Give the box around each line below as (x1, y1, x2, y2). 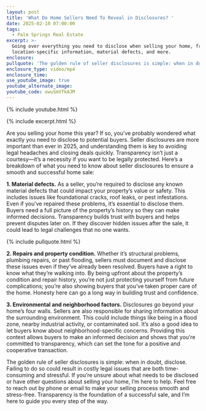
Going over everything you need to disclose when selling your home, (12, 44, 193, 50)
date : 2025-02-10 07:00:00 (6, 20, 75, 26)
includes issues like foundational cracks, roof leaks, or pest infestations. (6, 193, 189, 201)
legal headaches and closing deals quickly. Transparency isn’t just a (6, 148, 178, 156)
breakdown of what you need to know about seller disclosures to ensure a (6, 162, 194, 169)
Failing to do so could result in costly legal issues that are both (6, 364, 164, 372)
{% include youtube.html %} (6, 106, 78, 113)
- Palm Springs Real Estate (12, 32, 84, 38)
